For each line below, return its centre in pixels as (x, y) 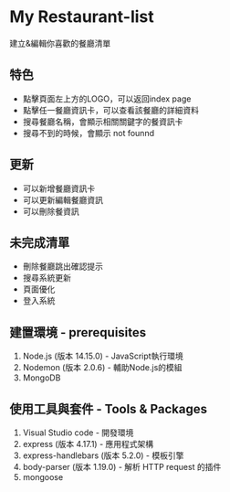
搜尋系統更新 (47, 278)
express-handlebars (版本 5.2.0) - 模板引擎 (103, 455)
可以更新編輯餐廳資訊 (63, 199)
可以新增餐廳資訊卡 (59, 188)
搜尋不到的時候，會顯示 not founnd (89, 133)
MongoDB (42, 378)
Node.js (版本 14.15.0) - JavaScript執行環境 (103, 356)
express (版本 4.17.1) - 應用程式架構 (88, 444)
